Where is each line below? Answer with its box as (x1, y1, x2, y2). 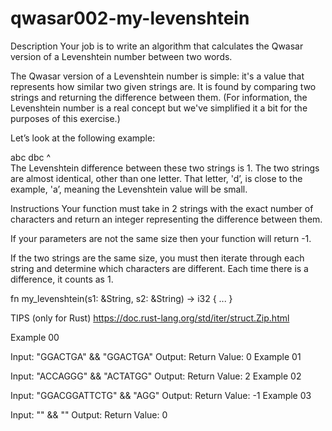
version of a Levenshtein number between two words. (10, 50, 233, 62)
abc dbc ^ (10, 151, 52, 163)
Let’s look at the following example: (10, 132, 156, 144)
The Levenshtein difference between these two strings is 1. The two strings (10, 162, 320, 174)
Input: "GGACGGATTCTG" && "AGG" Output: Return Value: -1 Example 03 (10, 389, 312, 401)
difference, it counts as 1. (10, 273, 114, 285)
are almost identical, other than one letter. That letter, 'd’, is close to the (10, 172, 303, 184)
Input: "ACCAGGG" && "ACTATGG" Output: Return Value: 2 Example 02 (10, 370, 302, 382)
